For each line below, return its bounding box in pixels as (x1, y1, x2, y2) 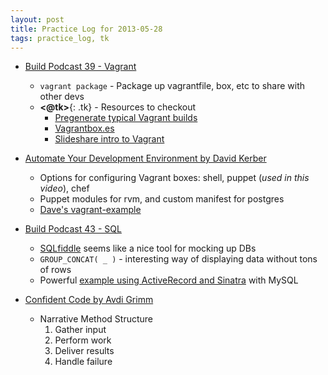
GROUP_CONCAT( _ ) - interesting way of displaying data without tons (39, 253, 318, 265)
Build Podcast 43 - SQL (24, 223, 122, 235)
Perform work (54, 334, 112, 346)
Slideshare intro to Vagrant (54, 133, 165, 145)
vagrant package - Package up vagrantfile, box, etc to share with (39, 80, 306, 92)
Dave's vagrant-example (39, 204, 142, 216)
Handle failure (54, 356, 113, 368)
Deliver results (54, 345, 115, 357)
